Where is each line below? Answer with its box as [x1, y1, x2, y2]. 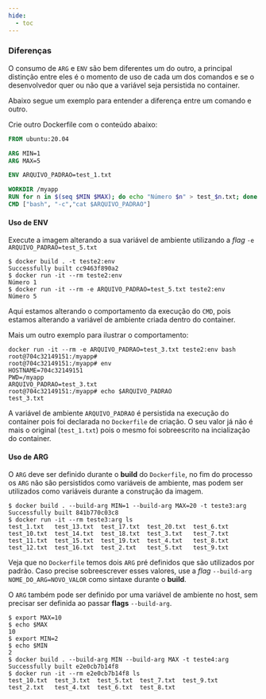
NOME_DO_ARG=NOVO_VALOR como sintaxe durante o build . [8, 575, 187, 584]
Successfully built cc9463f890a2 [8, 264, 119, 273]
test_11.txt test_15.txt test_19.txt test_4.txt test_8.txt [8, 537, 229, 545]
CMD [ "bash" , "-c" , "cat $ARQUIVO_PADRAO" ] [8, 201, 151, 209]
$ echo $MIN [8, 642, 48, 650]
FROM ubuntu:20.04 [8, 135, 69, 143]
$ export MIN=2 [8, 635, 59, 643]
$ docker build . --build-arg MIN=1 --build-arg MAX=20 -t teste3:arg [8, 502, 247, 510]
